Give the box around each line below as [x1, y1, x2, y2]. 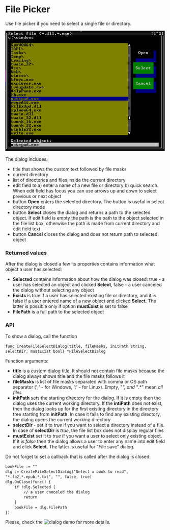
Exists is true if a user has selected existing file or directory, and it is [12, 293, 156, 299]
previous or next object [12, 193, 62, 199]
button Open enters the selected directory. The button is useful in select [12, 198, 164, 205]
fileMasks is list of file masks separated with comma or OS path [12, 378, 148, 384]
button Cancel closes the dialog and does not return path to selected [12, 231, 158, 237]
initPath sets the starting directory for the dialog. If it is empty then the [12, 395, 161, 401]
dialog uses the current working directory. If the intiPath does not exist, [12, 400, 163, 406]
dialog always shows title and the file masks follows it [12, 373, 125, 379]
